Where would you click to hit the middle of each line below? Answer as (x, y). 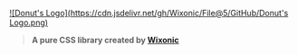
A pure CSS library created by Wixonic (105, 40)
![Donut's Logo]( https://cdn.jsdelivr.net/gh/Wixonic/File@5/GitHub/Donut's (149, 13)
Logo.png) (29, 22)
